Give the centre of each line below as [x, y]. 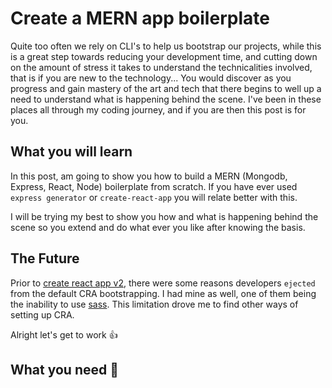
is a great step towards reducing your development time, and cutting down [164, 56]
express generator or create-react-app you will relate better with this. [154, 197]
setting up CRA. [42, 314]
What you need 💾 [64, 369]
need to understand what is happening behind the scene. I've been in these [166, 99]
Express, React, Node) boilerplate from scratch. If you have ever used [154, 186]
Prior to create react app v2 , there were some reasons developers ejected [163, 283]
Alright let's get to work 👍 [64, 334]
